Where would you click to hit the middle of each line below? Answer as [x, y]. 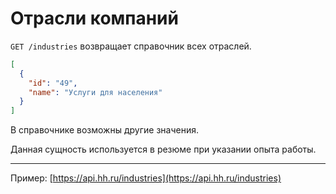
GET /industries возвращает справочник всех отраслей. [131, 46]
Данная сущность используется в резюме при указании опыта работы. [163, 149]
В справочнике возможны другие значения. [104, 130]
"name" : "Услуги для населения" [95, 92]
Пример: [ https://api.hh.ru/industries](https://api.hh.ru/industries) [146, 178]
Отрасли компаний [94, 18]
